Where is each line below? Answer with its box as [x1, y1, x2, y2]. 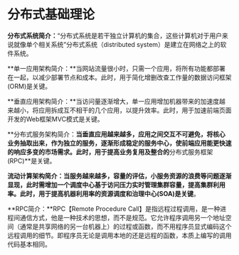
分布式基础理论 [7, 6, 95, 23]
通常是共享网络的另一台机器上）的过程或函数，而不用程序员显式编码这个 [19, 222, 232, 231]
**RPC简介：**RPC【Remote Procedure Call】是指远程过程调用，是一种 [7, 204, 221, 213]
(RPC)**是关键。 [7, 156, 56, 165]
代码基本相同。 [7, 239, 51, 249]
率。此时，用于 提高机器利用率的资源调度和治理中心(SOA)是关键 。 [7, 189, 201, 197]
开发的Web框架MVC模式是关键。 [7, 114, 104, 123]
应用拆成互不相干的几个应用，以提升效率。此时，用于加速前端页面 [38, 106, 232, 114]
